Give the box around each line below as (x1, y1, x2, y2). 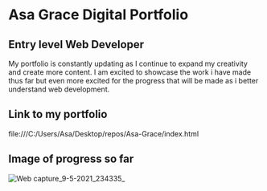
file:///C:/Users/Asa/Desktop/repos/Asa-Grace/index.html (8, 128, 199, 138)
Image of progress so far (8, 152, 134, 166)
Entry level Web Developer (8, 38, 145, 51)
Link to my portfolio (8, 108, 108, 121)
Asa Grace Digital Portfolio (8, 6, 189, 24)
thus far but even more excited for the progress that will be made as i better (8, 76, 259, 85)
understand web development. (8, 84, 110, 94)
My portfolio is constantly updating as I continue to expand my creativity (8, 59, 248, 68)
